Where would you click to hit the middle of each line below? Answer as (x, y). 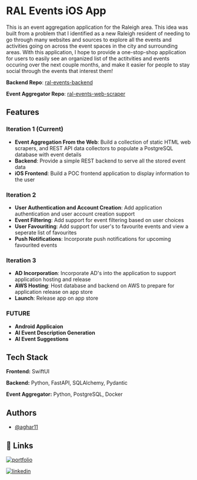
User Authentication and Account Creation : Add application (89, 207)
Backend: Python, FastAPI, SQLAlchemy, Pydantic (67, 383)
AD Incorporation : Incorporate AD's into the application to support (95, 273)
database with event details (48, 154)
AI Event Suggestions (41, 339)
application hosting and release (53, 279)
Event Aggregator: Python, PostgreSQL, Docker (64, 394)
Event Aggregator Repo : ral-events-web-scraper (66, 94)
